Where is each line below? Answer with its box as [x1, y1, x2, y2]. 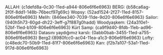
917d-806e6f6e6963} [5, 45, 49, 51]
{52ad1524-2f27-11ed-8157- [87, 9, 144, 15]
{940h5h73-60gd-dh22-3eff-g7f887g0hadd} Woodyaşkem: [5, 19, 126, 25]
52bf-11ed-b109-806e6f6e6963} [5, 25, 71, 30]
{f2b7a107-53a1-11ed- [106, 40, 150, 45]
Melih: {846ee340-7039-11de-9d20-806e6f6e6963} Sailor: [38, 14, 159, 20]
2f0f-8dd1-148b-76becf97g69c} [5, 9, 70, 15]
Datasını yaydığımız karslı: [38, 30, 91, 35]
